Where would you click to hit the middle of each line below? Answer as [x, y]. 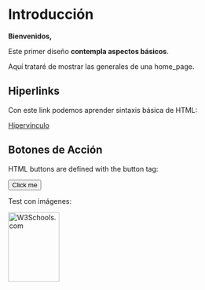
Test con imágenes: [40, 201]
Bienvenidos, [30, 36]
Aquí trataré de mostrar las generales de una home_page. [101, 66]
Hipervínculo [29, 125]
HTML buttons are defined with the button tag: [83, 169]
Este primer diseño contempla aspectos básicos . [88, 51]
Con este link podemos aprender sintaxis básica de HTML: [103, 110]
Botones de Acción [55, 150]
